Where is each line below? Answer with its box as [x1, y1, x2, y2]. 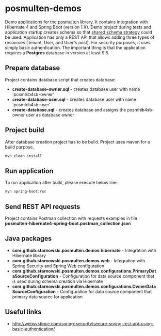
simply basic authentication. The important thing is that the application [5, 45, 146, 50]
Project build [5, 126, 45, 134]
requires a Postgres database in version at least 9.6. [5, 49, 110, 56]
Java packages [5, 235, 52, 243]
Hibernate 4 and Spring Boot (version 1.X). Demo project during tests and [5, 24, 151, 30]
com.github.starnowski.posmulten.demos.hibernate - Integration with [12, 247, 157, 253]
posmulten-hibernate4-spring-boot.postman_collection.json [5, 220, 131, 226]
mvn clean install [5, 153, 42, 158]
